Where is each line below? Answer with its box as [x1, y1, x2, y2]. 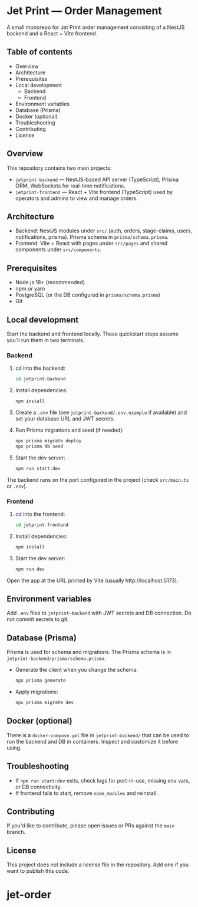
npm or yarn [15, 285, 45, 293]
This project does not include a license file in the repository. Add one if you [6, 861, 189, 868]
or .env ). [6, 482, 28, 489]
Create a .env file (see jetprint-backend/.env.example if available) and [15, 409, 187, 416]
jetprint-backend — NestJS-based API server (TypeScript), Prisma [15, 176, 179, 183]
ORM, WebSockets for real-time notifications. [15, 182, 126, 189]
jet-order [6, 888, 52, 902]
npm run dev [15, 566, 45, 572]
